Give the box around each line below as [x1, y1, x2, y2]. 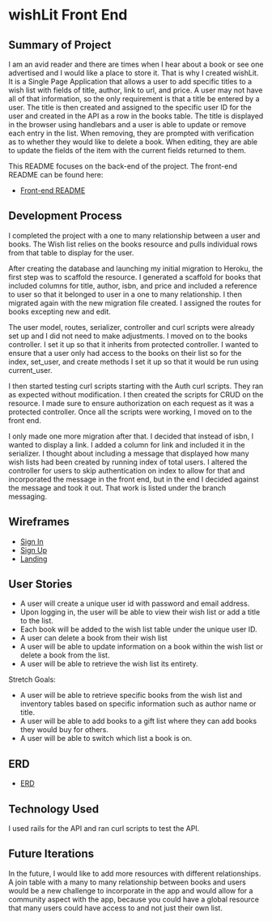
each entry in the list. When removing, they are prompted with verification [8, 128, 254, 138]
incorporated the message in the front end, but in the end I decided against [8, 474, 259, 484]
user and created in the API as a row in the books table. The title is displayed [8, 111, 264, 121]
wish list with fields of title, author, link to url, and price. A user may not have [8, 85, 263, 95]
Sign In [19, 537, 44, 546]
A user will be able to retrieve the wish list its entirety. [19, 659, 198, 669]
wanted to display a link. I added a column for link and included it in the [8, 439, 245, 449]
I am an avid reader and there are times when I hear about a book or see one [8, 59, 264, 69]
